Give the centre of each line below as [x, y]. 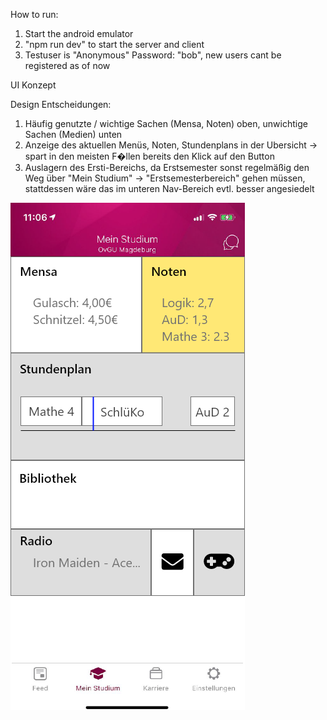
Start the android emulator [79, 33]
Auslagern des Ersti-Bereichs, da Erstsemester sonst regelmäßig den [167, 167]
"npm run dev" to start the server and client [114, 44]
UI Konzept [33, 85]
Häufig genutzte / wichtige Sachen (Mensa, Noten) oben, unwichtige [166, 123]
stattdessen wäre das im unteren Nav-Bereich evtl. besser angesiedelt [169, 188]
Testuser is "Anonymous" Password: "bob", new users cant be [153, 55]
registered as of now [67, 65]
